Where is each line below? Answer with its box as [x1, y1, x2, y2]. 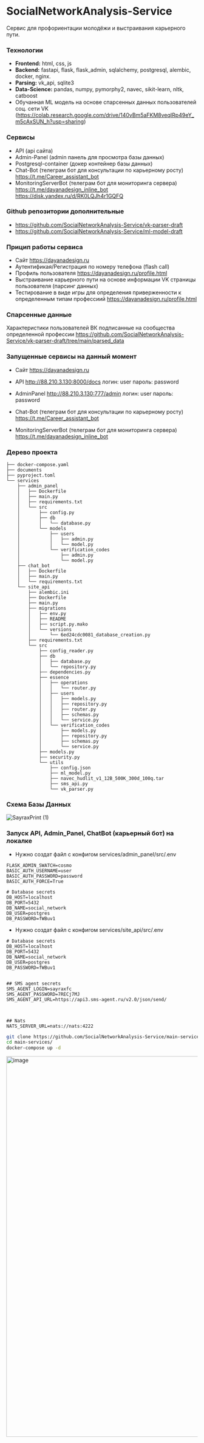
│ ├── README [28, 616, 67, 622]
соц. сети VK [15, 105, 49, 112]
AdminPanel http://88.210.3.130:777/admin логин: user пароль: [15, 390, 174, 397]
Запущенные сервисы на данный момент [6, 353, 137, 361]
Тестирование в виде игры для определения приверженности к [15, 289, 182, 296]
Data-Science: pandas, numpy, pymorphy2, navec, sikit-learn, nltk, [15, 86, 184, 93]
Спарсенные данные [6, 311, 72, 319]
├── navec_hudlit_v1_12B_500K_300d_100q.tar [49, 776, 165, 782]
